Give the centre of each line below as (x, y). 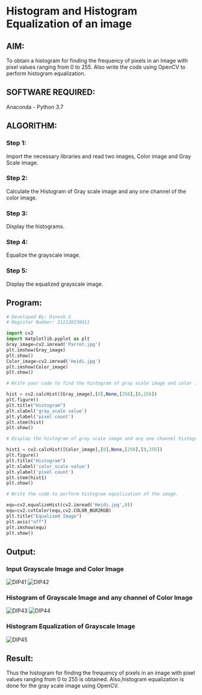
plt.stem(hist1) (26, 477)
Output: (21, 552)
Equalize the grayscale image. (44, 255)
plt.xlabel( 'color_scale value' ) (48, 466)
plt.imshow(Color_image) (37, 367)
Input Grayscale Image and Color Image (65, 569)
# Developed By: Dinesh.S (38, 317)
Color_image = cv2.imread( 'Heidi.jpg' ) (54, 361)
